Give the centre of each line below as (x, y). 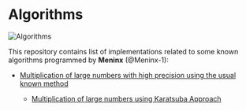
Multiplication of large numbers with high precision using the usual (128, 75)
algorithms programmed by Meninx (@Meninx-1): (89, 60)
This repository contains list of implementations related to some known (123, 51)
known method (44, 83)
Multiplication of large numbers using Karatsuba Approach (127, 98)
